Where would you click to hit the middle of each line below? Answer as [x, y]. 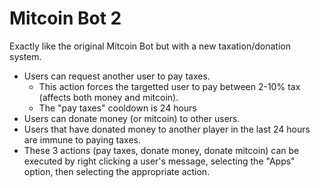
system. [25, 56]
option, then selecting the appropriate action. [117, 171]
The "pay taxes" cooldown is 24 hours [117, 108]
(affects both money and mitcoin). [108, 97]
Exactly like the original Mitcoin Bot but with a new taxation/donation [150, 46]
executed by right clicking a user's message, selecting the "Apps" [159, 161]
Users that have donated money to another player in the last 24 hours [167, 129]
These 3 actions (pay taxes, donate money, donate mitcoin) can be [161, 150]
